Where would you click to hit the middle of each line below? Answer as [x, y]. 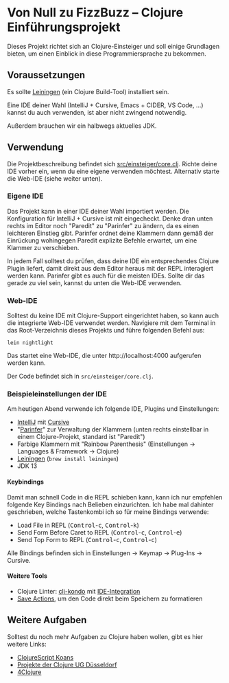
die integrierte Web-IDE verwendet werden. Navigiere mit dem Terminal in [111, 323]
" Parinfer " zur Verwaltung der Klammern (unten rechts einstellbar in [113, 429]
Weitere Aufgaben [47, 620]
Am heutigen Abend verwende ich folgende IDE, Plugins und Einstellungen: [113, 409]
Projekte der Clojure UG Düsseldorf [67, 664]
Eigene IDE [25, 196]
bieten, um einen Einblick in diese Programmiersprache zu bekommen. [107, 54]
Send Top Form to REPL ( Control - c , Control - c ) [87, 539]
